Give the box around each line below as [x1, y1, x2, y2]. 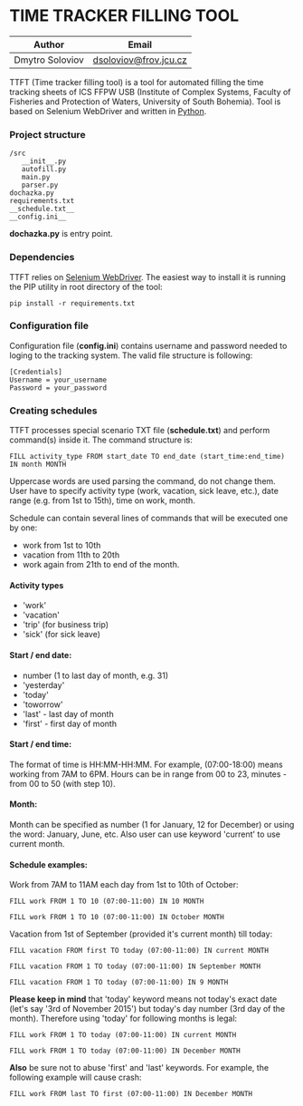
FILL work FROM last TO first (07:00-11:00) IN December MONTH [9, 1090, 253, 1099]
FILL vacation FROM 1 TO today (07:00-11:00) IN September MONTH [9, 962, 260, 971]
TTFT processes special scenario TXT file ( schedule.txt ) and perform [9, 425, 270, 436]
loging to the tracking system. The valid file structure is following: [9, 350, 253, 361]
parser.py [21, 180, 59, 190]
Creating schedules [9, 404, 98, 417]
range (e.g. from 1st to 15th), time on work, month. [9, 495, 196, 506]
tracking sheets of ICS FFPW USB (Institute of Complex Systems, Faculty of [9, 86, 291, 97]
